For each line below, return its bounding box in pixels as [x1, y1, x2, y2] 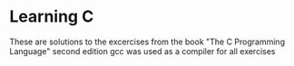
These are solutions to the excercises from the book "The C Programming [9, 36, 286, 47]
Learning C [9, 6, 94, 27]
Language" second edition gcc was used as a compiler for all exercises [9, 45, 276, 56]
